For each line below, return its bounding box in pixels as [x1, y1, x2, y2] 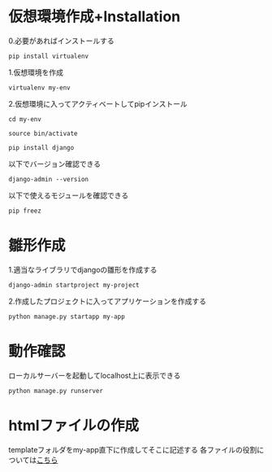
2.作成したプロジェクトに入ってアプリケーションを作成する [8, 296, 207, 306]
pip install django [8, 143, 75, 151]
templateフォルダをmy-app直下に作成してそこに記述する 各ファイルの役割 [8, 444, 257, 454]
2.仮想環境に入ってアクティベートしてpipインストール [8, 98, 188, 108]
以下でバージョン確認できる [8, 159, 101, 168]
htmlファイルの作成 [8, 417, 140, 435]
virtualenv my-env [8, 83, 71, 92]
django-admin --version [8, 175, 89, 183]
